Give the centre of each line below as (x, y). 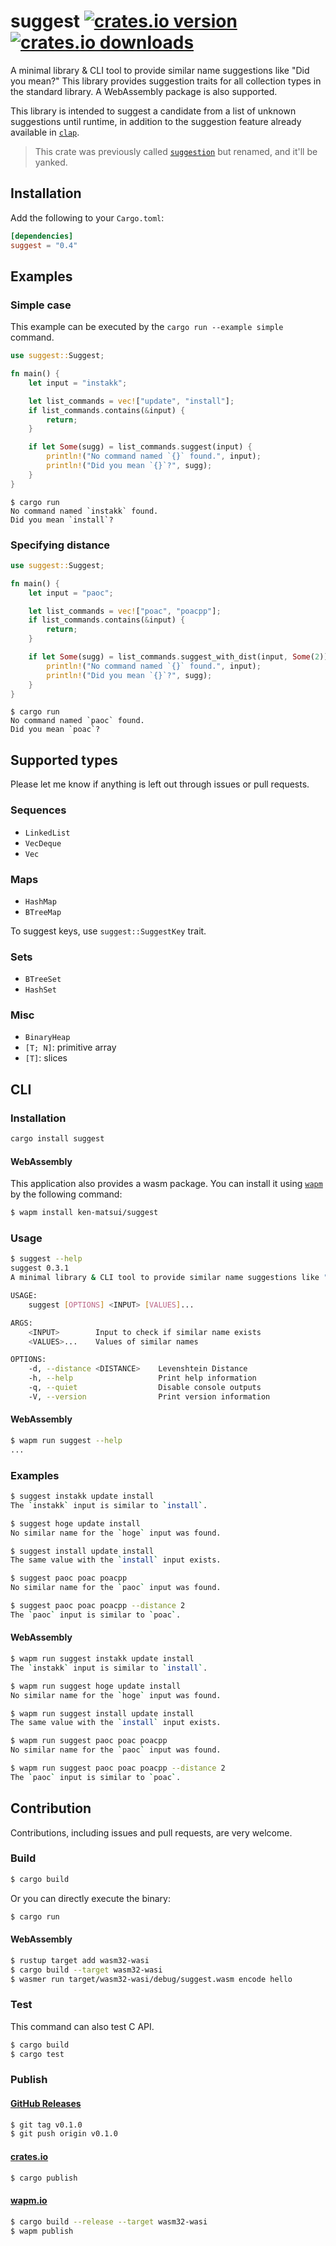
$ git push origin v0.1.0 (64, 2134)
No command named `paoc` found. (77, 721)
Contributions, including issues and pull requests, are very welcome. (151, 1832)
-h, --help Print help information (142, 1378)
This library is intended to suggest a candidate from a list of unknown (153, 111)
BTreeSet (43, 980)
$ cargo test (37, 2054)
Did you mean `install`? (62, 520)
